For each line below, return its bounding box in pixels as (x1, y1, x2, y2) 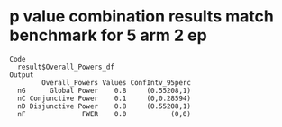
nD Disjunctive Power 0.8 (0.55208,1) (17, 101, 192, 111)
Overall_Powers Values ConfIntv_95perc (41, 78, 192, 87)
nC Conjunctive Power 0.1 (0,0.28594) (17, 94, 192, 103)
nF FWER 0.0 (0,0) (17, 109, 192, 118)
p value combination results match (9, 6, 275, 27)
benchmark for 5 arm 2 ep (9, 25, 207, 46)
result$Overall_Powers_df (17, 63, 115, 72)
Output (9, 70, 34, 80)
